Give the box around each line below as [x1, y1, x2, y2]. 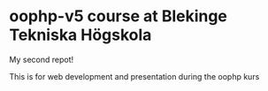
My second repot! [9, 54, 74, 64]
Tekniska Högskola [9, 25, 152, 45]
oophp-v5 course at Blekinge [9, 6, 228, 27]
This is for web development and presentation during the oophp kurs [9, 71, 260, 81]
